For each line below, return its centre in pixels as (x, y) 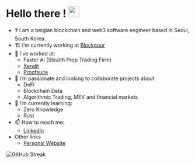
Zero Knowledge (43, 109)
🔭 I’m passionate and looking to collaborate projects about (84, 78)
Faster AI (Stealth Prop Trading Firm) (67, 60)
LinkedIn (34, 130)
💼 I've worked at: (35, 53)
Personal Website (44, 143)
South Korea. (30, 39)
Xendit (31, 66)
